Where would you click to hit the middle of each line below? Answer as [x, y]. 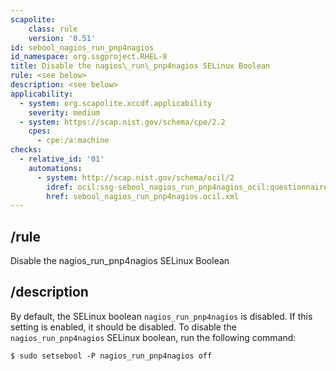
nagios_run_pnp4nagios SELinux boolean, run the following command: [153, 337]
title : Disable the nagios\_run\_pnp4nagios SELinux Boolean [140, 66]
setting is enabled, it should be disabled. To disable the [123, 327]
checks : [26, 150]
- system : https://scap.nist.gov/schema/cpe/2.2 [122, 122]
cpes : [40, 131]
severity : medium [64, 112]
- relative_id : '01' [62, 159]
